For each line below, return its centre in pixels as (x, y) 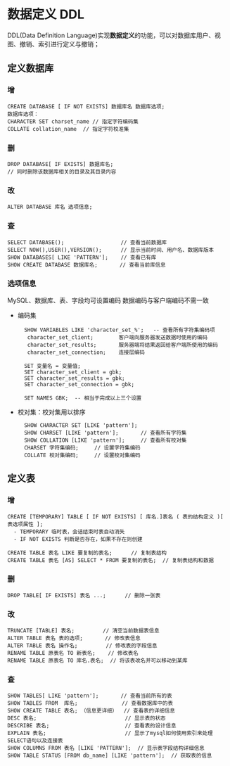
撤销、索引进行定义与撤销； (59, 44)
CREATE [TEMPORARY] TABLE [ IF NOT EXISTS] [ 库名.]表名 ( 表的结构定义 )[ (115, 517)
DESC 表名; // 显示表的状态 (87, 718)
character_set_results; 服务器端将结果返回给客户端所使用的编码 (122, 345)
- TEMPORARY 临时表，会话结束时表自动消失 (69, 532)
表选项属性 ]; (25, 524)
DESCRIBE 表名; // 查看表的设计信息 (92, 726)
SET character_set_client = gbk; (73, 372)
